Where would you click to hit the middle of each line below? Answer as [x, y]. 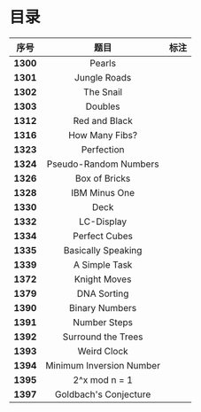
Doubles [103, 106]
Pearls [103, 63]
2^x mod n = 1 [103, 379]
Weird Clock [103, 351]
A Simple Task [103, 264]
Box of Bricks [103, 178]
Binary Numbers [103, 307]
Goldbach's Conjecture [103, 394]
